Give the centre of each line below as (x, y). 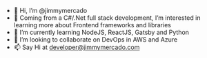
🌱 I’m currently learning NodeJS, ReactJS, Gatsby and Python (101, 32)
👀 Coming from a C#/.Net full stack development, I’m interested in (107, 18)
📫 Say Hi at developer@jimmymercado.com (77, 47)
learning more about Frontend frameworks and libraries (92, 25)
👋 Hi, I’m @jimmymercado (50, 11)
